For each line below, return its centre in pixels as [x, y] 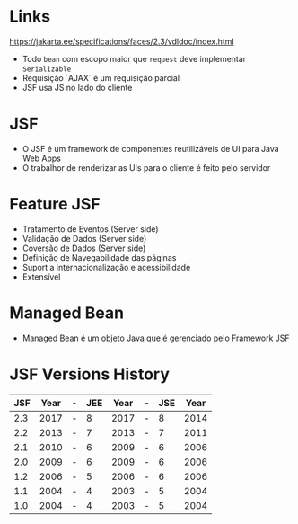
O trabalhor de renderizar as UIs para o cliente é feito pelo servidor [146, 167]
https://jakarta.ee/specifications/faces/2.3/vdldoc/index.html [122, 41]
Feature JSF [55, 204]
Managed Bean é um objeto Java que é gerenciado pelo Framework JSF [156, 338]
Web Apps [41, 158]
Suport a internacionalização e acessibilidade [106, 267]
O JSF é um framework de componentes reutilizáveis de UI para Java [151, 148]
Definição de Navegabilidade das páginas [99, 257]
